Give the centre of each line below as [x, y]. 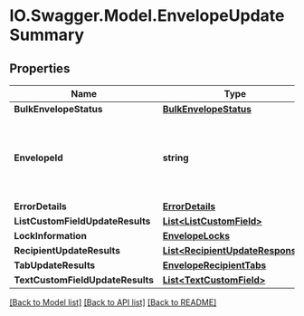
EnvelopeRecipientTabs [214, 265]
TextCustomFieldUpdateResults [84, 280]
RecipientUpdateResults [67, 250]
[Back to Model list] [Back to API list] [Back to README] [113, 302]
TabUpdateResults [55, 265]
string [176, 158]
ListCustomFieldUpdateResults [82, 221]
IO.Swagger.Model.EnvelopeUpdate [147, 16]
